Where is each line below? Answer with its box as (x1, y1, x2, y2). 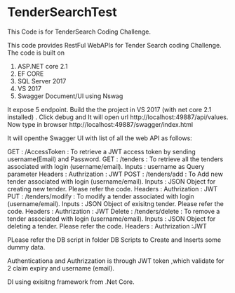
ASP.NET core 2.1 (17, 62, 68, 70)
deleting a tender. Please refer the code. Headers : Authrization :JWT (7, 222, 207, 230)
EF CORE (17, 69, 44, 78)
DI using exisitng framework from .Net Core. (7, 278, 135, 286)
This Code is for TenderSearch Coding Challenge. (7, 27, 151, 36)
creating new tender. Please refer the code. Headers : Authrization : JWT (7, 184, 218, 193)
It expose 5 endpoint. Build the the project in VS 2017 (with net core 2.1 (7, 105, 212, 114)
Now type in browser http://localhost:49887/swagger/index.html (7, 120, 194, 128)
